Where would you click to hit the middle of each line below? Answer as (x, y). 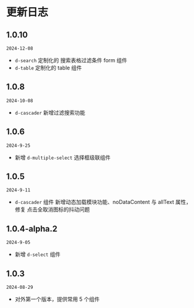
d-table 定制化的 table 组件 (48, 68)
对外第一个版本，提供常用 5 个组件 (57, 299)
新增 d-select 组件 (38, 254)
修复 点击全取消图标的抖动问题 (52, 209)
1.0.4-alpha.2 (32, 229)
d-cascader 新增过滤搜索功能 (50, 112)
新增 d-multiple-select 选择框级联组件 (63, 157)
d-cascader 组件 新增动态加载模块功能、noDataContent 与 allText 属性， (103, 202)
